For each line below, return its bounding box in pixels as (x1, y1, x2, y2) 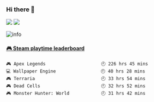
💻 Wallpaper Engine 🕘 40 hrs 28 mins (6, 68, 146, 74)
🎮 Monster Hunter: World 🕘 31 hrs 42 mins (6, 90, 146, 96)
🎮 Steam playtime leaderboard (6, 44, 85, 52)
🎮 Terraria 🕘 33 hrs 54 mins (6, 75, 146, 81)
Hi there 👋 (6, 5, 36, 14)
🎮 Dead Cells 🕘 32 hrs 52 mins (6, 83, 146, 89)
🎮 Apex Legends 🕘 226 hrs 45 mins (6, 61, 148, 67)
